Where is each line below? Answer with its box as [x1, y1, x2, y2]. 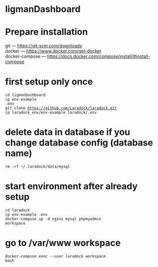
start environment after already [5, 181, 138, 192]
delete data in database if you [5, 127, 131, 138]
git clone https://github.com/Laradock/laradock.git [5, 106, 117, 111]
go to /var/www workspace [5, 238, 121, 249]
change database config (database [5, 137, 154, 148]
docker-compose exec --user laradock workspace [5, 254, 106, 259]
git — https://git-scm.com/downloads [5, 43, 82, 49]
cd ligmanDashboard [5, 93, 46, 98]
